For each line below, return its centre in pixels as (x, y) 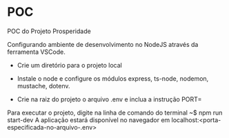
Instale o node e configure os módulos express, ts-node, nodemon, (113, 78)
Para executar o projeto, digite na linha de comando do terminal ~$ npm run (115, 112)
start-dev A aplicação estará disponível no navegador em (89, 120)
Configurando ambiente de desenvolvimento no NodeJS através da (103, 44)
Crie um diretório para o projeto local (70, 65)
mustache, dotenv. (43, 86)
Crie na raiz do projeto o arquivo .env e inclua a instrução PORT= (109, 99)
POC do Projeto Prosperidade (49, 31)
